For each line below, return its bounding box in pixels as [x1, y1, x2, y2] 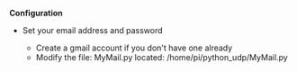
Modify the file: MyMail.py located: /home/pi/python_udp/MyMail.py [35, 52, 288, 62]
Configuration [9, 8, 63, 18]
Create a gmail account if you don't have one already [35, 42, 233, 53]
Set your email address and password [22, 25, 164, 35]
